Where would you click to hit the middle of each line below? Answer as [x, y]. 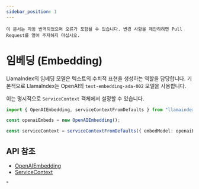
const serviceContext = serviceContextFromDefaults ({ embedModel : [90, 131]
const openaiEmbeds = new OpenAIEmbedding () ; [63, 120]
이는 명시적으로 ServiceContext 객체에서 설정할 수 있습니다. [75, 98]
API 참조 [21, 151]
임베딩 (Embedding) [54, 61]
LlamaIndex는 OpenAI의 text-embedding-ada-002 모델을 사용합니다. [106, 86]
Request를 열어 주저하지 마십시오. [43, 35]
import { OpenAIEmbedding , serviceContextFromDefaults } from [84, 110]
